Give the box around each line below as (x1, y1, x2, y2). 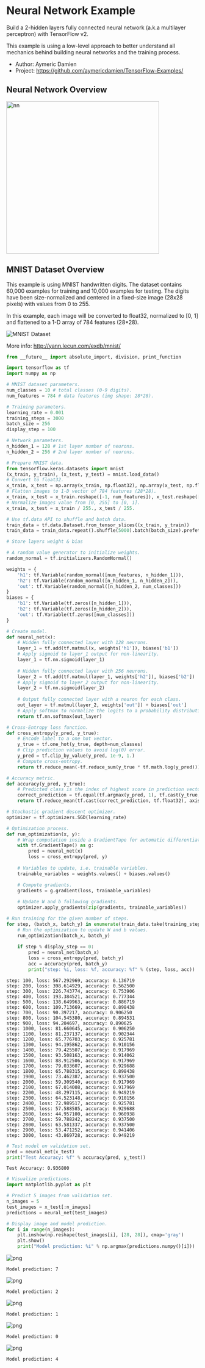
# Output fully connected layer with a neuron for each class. (17, 697, 182, 703)
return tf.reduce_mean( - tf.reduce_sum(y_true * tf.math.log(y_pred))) (17, 764, 201, 770)
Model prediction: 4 (6, 1356, 59, 1363)
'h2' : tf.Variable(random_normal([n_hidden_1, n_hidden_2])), (17, 578, 179, 584)
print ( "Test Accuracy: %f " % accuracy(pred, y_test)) (6, 1154, 146, 1161)
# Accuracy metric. (6, 775, 56, 781)
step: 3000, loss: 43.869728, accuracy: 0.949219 (6, 1132, 135, 1138)
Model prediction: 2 (6, 1289, 59, 1295)
